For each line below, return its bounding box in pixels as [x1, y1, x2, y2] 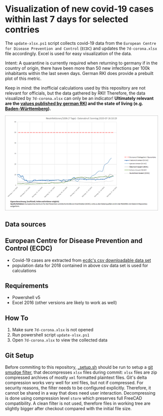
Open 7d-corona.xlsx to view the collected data [12, 337, 108, 343]
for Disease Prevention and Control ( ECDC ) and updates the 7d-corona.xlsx [5, 45, 158, 51]
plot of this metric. [5, 76, 42, 81]
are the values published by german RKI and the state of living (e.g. [5, 100, 143, 106]
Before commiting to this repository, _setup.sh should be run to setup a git [5, 364, 153, 370]
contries [5, 24, 40, 35]
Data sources [5, 220, 46, 228]
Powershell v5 [12, 295, 41, 301]
